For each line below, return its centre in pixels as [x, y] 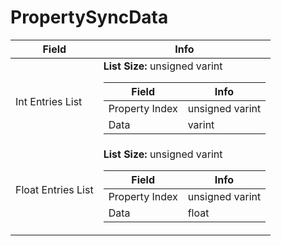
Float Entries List [54, 190]
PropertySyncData [89, 17]
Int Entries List [49, 102]
